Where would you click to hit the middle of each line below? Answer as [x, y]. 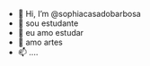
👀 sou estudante [48, 23]
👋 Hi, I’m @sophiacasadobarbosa [79, 14]
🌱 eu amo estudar [50, 33]
